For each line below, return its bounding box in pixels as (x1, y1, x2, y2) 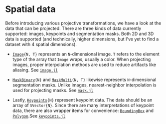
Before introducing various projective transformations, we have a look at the (5, 20, 162, 26)
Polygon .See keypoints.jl (12, 112, 66, 118)
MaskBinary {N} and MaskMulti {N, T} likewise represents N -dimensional (12, 76, 157, 82)
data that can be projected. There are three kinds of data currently (5, 25, 142, 31)
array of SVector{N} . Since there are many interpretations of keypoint (12, 102, 154, 108)
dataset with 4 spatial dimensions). (5, 41, 77, 47)
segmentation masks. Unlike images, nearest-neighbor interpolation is (12, 81, 157, 88)
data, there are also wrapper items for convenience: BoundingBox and (12, 107, 154, 113)
